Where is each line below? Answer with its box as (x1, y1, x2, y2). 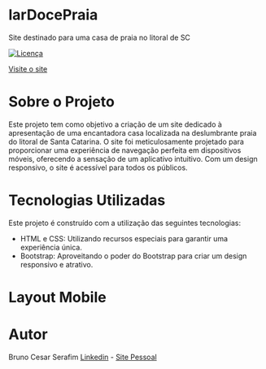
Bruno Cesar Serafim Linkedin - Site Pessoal (8, 352, 157, 362)
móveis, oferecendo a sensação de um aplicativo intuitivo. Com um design (8, 154, 258, 163)
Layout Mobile (8, 289, 107, 306)
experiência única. (20, 242, 83, 252)
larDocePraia (8, 6, 98, 24)
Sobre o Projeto (8, 93, 116, 111)
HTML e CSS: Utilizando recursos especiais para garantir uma (20, 233, 229, 243)
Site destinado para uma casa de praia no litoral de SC (8, 33, 191, 42)
